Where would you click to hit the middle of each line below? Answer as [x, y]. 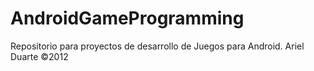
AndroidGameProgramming [127, 18]
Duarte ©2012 [39, 56]
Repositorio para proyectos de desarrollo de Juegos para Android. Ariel [157, 46]
